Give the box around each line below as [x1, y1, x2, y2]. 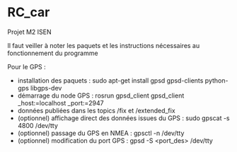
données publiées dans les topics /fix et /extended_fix [17, 106, 175, 115]
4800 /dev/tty [17, 121, 59, 129]
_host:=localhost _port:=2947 [17, 98, 104, 107]
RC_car [7, 4, 50, 21]
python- [204, 76, 229, 85]
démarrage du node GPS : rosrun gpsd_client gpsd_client [17, 91, 185, 100]
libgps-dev [30, 83, 62, 92]
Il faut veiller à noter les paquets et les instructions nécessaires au [7, 41, 200, 49]
